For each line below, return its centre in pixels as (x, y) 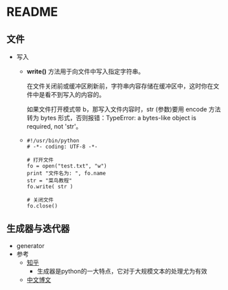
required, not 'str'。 (54, 126)
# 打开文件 (40, 160)
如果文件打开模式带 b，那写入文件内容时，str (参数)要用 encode (117, 109)
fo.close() (42, 206)
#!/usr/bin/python (53, 141)
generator (31, 245)
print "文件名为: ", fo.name (66, 173)
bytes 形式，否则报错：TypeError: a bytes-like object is (118, 118)
